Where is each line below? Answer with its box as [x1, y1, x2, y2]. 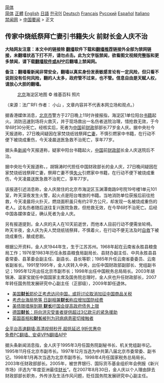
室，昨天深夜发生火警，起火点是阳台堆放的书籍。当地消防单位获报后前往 [5, 192, 150, 198]
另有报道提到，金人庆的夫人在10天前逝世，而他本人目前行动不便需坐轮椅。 [5, 221, 155, 227]
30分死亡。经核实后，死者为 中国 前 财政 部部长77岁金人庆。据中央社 [16, 124, 151, 130]
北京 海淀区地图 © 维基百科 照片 [17, 91, 81, 97]
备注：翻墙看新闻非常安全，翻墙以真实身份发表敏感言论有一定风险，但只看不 [5, 68, 159, 74]
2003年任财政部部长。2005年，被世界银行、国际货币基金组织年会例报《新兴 [5, 360, 159, 366]
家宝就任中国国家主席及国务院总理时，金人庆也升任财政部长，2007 [21, 274, 157, 280]
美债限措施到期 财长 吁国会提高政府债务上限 [12, 303, 99, 309]
